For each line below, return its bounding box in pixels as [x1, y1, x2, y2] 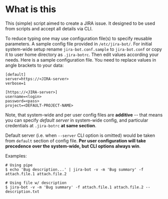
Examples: [5, 153, 27, 159]
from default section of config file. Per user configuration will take [5, 137, 146, 143]
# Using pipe [5, 163, 33, 168]
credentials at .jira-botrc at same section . [5, 122, 97, 128]
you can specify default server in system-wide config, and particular [5, 117, 148, 123]
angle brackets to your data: [5, 62, 64, 68]
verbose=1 [5, 81, 26, 86]
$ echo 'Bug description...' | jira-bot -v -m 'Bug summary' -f [5, 167, 144, 172]
